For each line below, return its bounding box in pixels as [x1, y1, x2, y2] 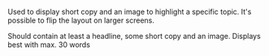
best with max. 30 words [7, 40, 91, 50]
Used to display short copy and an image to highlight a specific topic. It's [7, 7, 252, 16]
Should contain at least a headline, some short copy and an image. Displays [7, 32, 261, 41]
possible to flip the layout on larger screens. [7, 15, 155, 25]
